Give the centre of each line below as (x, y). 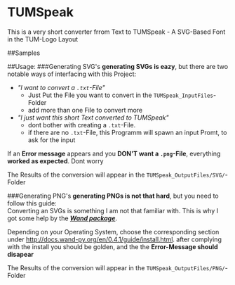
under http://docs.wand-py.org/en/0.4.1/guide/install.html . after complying (115, 239)
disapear (20, 254)
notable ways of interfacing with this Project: (72, 74)
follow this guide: (32, 203)
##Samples (24, 53)
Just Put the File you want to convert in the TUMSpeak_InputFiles (121, 95)
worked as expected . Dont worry (55, 161)
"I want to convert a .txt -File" (61, 87)
